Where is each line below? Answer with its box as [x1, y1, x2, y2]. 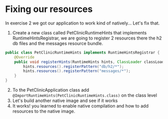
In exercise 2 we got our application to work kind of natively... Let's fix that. [5, 20, 160, 26]
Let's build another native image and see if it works [12, 97, 118, 103]
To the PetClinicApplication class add [12, 87, 89, 93]
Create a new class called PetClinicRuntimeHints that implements [12, 29, 147, 35]
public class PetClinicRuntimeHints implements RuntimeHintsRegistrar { [5, 50, 160, 55]
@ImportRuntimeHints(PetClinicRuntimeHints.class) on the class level [12, 92, 157, 98]
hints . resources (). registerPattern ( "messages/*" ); [23, 68, 131, 73]
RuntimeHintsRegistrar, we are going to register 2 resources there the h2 [12, 35, 162, 41]
